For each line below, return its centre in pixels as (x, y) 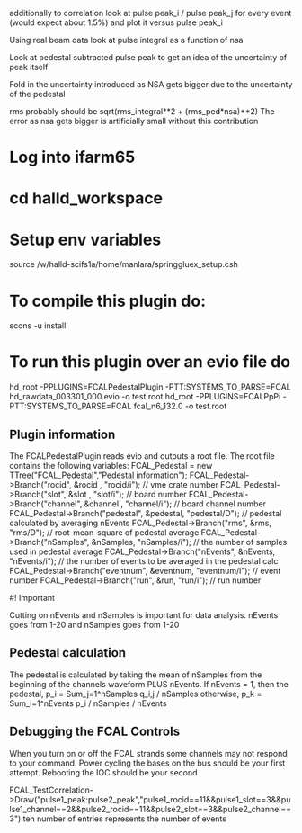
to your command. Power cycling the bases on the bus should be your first (147, 763)
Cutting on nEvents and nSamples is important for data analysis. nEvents (144, 615)
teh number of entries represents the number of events (125, 819)
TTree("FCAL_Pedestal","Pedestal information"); (98, 475)
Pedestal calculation (68, 653)
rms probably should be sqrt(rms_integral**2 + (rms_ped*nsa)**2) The (142, 111)
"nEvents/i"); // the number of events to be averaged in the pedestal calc (144, 561)
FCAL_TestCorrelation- (52, 790)
